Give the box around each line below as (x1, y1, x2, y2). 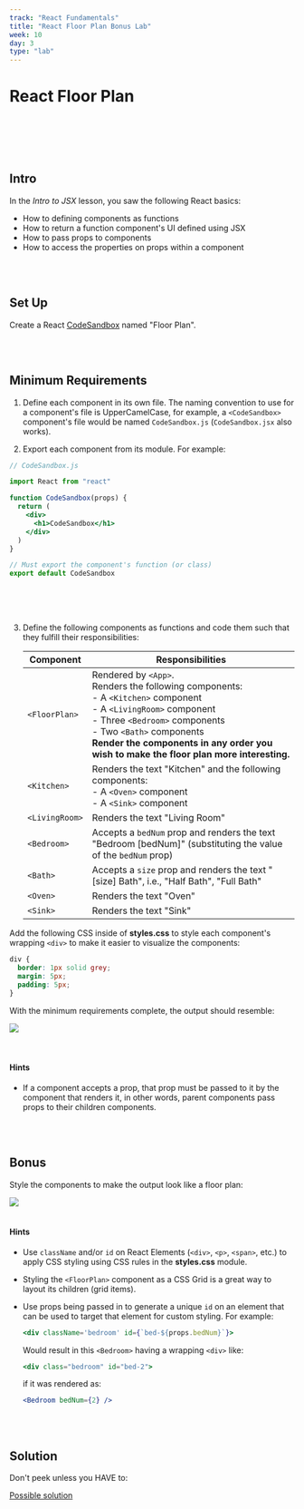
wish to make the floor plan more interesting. (91, 748, 290, 761)
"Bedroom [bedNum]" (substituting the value (91, 838, 283, 851)
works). (22, 425, 52, 436)
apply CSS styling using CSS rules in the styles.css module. (22, 1256, 248, 1267)
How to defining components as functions (22, 212, 179, 223)
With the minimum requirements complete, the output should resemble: (9, 1005, 275, 1016)
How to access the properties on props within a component (22, 241, 244, 252)
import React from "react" (9, 477, 111, 486)
